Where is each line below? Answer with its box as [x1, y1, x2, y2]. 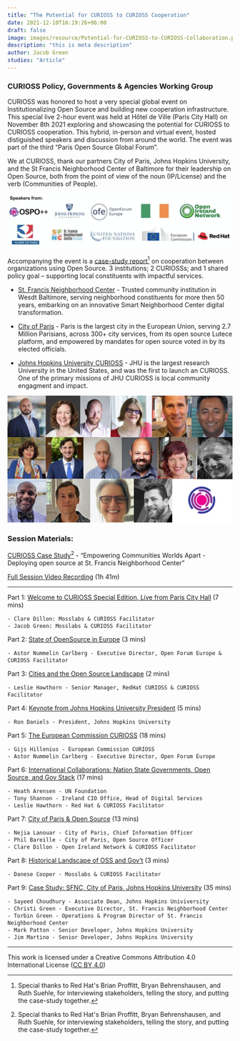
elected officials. [17, 345, 67, 354]
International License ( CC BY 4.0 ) [7, 960, 106, 969]
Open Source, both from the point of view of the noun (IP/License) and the [7, 172, 226, 181]
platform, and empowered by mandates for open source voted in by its [17, 337, 226, 346]
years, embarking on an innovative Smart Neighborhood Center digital [17, 301, 225, 309]
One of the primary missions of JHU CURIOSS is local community [17, 374, 211, 382]
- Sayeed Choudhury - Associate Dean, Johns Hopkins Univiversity [7, 897, 209, 905]
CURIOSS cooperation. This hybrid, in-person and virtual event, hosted [7, 128, 216, 136]
